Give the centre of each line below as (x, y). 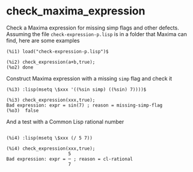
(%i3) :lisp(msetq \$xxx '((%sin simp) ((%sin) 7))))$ (76, 89)
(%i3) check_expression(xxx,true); (51, 100)
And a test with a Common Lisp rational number (65, 121)
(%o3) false (23, 110)
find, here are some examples (43, 40)
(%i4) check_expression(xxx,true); (51, 149)
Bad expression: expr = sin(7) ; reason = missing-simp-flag (84, 105)
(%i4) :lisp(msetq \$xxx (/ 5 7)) (50, 138)
